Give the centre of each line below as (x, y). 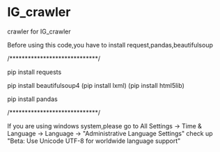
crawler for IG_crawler (39, 31)
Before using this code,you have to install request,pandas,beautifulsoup (110, 45)
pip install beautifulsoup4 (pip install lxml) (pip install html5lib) (96, 85)
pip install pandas (32, 99)
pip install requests (34, 72)
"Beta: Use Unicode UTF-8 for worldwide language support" (94, 141)
